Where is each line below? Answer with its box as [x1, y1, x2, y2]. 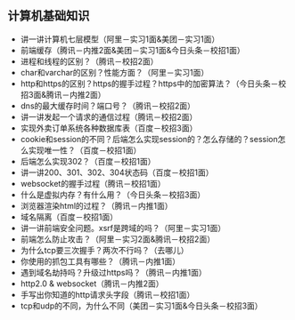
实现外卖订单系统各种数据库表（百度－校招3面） [20, 123, 198, 133]
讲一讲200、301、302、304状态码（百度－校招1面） [20, 167, 214, 178]
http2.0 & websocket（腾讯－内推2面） [20, 278, 165, 289]
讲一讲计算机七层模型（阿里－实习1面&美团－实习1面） [20, 34, 220, 44]
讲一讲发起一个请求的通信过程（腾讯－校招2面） [20, 111, 198, 122]
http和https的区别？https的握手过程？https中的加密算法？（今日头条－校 [20, 78, 287, 89]
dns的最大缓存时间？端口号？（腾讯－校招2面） [20, 100, 196, 111]
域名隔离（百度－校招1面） [20, 212, 119, 222]
